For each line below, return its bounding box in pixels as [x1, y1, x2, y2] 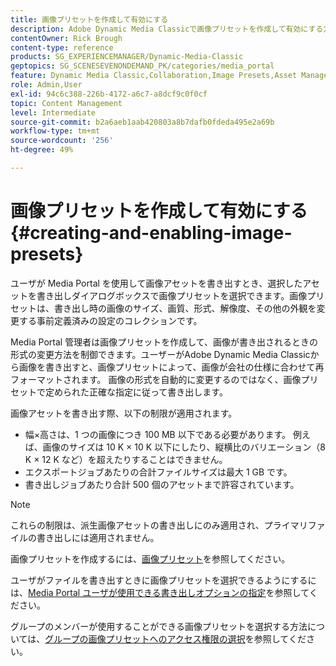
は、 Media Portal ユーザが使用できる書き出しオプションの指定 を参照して [10, 586, 310, 598]
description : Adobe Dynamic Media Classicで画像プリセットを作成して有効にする [10, 24, 324, 34]
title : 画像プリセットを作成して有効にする [10, 14, 169, 25]
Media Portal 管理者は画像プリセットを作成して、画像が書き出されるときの [10, 336, 319, 348]
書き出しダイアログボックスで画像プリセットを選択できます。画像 [36, 289, 308, 301]
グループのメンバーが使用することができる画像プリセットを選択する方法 [10, 620, 308, 632]
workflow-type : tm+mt [10, 126, 101, 136]
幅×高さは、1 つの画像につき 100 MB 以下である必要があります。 [24, 428, 292, 440]
